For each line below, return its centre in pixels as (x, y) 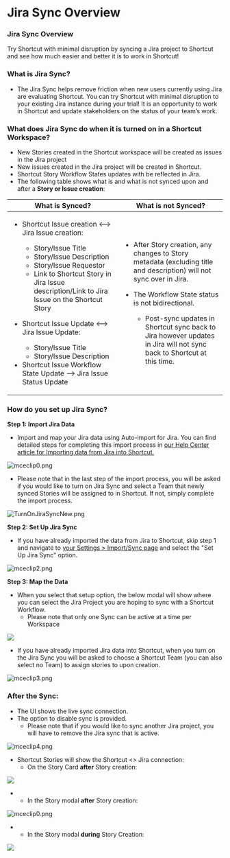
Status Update (45, 382)
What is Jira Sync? (39, 74)
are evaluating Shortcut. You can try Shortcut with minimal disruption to (118, 96)
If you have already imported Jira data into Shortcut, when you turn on (116, 651)
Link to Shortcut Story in (73, 274)
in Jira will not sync (176, 345)
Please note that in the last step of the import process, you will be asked (119, 479)
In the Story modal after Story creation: (82, 800)
